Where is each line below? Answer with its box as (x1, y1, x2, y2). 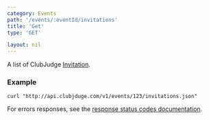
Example (7, 77, 37, 87)
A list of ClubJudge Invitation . (7, 60, 91, 69)
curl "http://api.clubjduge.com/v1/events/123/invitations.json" (7, 93, 197, 100)
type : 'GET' (7, 29, 41, 36)
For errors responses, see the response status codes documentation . (7, 105, 203, 113)
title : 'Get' (7, 23, 45, 29)
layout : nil (7, 42, 41, 49)
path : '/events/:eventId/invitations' (7, 16, 118, 23)
